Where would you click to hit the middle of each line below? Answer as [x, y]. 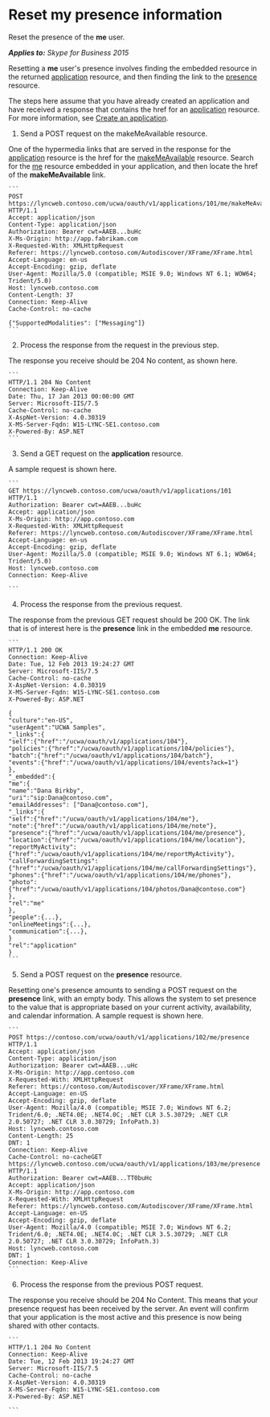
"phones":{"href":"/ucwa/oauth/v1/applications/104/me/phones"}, [120, 875]
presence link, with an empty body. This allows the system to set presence [133, 998]
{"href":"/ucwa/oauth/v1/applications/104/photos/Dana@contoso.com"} [127, 889]
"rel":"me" [27, 903]
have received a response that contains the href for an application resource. [134, 109]
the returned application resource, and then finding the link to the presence [133, 76]
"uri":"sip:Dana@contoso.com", [61, 797]
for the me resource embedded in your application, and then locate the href [133, 166]
